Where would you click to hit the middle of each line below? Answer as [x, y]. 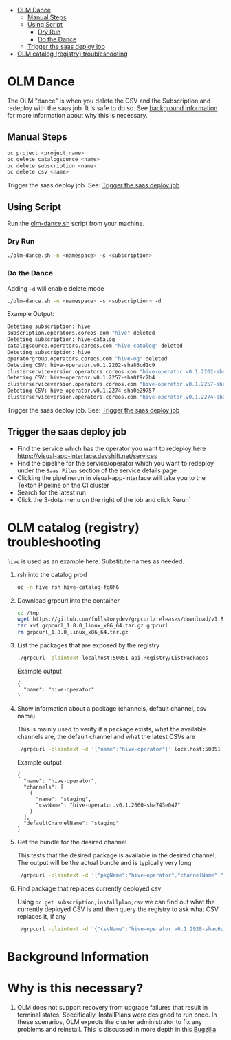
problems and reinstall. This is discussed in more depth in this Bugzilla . [118, 1029]
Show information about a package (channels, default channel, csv [112, 708]
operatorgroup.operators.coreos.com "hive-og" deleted [87, 358]
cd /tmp [28, 613]
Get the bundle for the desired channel [72, 842]
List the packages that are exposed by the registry [88, 645]
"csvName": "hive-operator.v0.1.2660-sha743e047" [108, 805]
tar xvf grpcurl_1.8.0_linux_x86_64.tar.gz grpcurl [92, 626]
